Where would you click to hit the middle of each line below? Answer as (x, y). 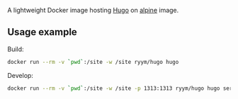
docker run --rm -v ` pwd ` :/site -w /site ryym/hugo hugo (93, 62)
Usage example (42, 32)
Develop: (21, 75)
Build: (16, 49)
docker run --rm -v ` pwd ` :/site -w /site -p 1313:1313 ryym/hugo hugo (114, 88)
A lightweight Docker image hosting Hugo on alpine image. (93, 10)
